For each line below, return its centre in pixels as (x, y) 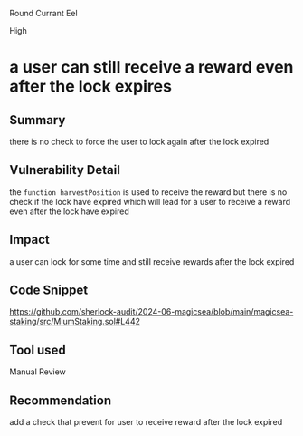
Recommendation (60, 400)
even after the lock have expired (69, 211)
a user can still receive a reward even (151, 68)
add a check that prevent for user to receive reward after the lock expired (146, 422)
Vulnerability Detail (65, 170)
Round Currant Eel (44, 13)
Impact (29, 240)
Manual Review (38, 372)
